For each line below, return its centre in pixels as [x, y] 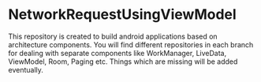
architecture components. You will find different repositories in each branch [131, 44]
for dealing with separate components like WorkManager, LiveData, [117, 53]
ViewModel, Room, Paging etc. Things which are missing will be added [123, 61]
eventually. [26, 69]
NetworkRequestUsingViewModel [122, 15]
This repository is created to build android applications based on [113, 36]
